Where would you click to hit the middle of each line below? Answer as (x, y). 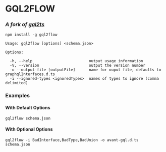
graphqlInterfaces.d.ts (30, 74)
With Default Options (28, 108)
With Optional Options (29, 129)
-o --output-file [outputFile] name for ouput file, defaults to (86, 70)
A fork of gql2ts (25, 25)
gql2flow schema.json (28, 118)
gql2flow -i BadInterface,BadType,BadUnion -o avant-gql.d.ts (72, 140)
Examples (18, 96)
